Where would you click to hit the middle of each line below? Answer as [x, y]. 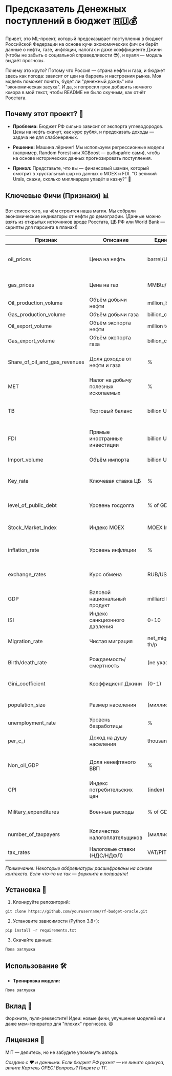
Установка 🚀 [26, 890]
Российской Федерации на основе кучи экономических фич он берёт [82, 44]
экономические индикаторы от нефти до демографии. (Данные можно [83, 216]
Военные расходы [112, 812]
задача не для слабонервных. [45, 137]
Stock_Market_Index [33, 527]
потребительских [111, 790]
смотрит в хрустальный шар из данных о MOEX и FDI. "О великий [85, 173]
